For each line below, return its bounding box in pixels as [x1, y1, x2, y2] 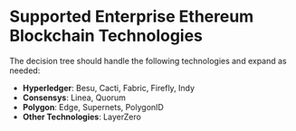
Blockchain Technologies [9, 25, 204, 46]
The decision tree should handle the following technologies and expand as [9, 55, 287, 66]
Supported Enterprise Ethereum [9, 6, 254, 27]
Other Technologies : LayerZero [22, 111, 142, 122]
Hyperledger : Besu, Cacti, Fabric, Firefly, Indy [22, 82, 196, 93]
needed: [9, 65, 41, 76]
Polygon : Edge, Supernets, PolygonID [22, 101, 165, 112]
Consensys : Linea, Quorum [22, 92, 127, 103]
